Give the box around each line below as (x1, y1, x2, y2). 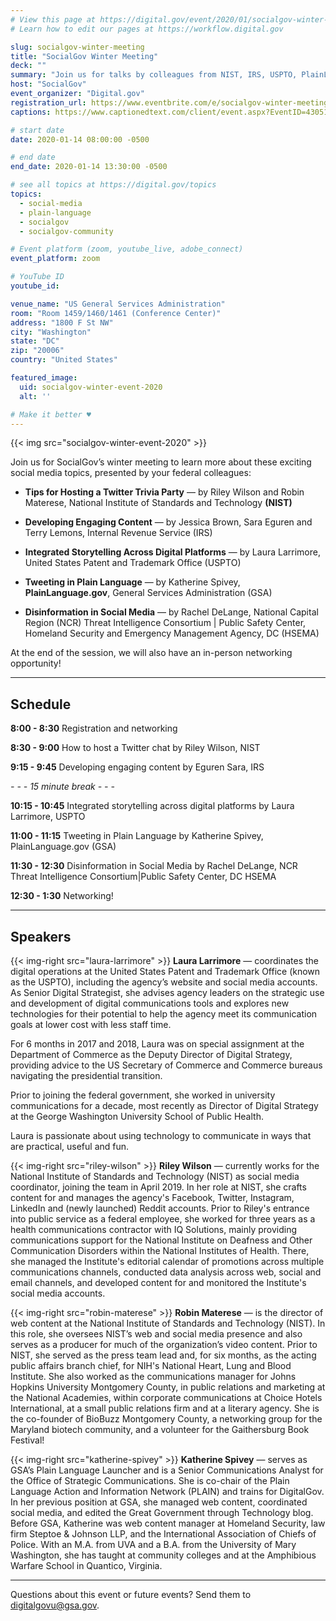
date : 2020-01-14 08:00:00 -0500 (10, 134, 150, 145)
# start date (10, 125, 65, 135)
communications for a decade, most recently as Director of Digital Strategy (10, 1100, 319, 1111)
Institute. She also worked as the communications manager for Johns (10, 1371, 297, 1382)
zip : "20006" (10, 346, 65, 356)
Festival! (10, 1434, 45, 1446)
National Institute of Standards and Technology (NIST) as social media (10, 1171, 300, 1182)
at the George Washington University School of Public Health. (10, 1111, 264, 1122)
